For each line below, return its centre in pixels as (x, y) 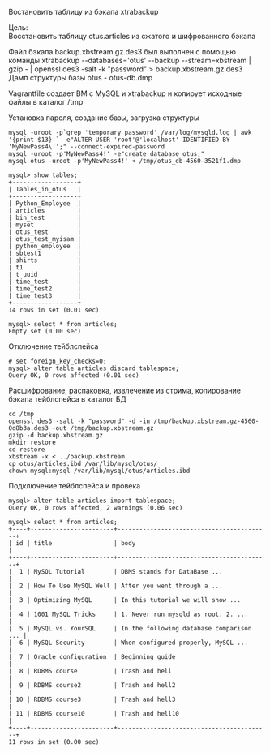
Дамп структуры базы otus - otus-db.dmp (81, 77)
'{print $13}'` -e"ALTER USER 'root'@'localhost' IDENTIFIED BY (119, 140)
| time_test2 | (45, 289)
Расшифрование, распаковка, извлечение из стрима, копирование (125, 390)
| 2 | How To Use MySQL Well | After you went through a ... (116, 586)
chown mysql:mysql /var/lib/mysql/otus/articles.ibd (99, 471)
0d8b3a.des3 (28, 428)
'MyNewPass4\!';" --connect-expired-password (86, 147)
